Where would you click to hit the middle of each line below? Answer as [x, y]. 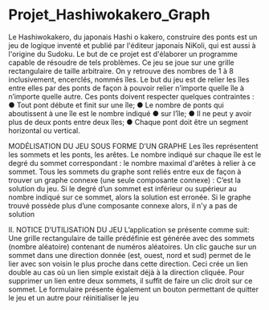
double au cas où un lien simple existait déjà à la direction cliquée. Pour [126, 272]
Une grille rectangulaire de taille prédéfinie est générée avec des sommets [132, 238]
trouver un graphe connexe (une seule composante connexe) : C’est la [124, 180]
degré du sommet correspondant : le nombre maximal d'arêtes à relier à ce [132, 163]
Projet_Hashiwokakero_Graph [109, 15]
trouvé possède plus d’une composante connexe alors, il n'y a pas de [123, 205]
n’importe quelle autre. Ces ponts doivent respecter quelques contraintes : [131, 96]
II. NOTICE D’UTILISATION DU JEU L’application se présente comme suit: [129, 229]
